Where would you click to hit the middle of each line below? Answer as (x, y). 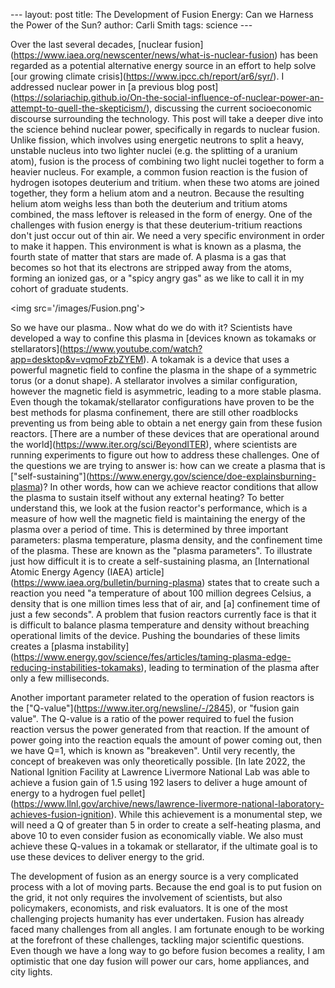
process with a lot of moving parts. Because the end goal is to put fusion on (166, 887)
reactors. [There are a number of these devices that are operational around (165, 433)
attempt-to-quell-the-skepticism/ (78, 108)
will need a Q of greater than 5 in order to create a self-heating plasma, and (166, 825)
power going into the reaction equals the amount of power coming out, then (166, 740)
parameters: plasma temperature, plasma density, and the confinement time (166, 540)
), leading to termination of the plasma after (230, 667)
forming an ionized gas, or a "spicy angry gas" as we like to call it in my (157, 278)
